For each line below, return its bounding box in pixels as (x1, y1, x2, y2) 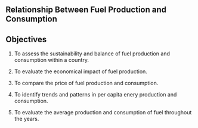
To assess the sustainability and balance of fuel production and (14, 50, 171, 57)
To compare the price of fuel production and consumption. (14, 80, 159, 87)
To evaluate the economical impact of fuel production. (14, 68, 147, 75)
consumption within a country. (14, 57, 89, 64)
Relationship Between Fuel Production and (5, 5, 167, 15)
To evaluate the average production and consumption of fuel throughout (14, 109, 192, 116)
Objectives (5, 34, 47, 44)
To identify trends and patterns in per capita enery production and (14, 91, 177, 98)
